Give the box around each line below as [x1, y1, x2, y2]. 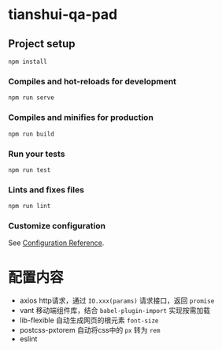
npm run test [8, 166, 51, 174]
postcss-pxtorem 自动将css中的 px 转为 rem [19, 326, 161, 335]
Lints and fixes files [8, 184, 85, 195]
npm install [8, 58, 47, 65]
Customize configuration [8, 221, 106, 232]
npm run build [8, 130, 55, 138]
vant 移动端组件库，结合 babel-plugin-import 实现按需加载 [19, 306, 211, 315]
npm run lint [8, 203, 51, 210]
